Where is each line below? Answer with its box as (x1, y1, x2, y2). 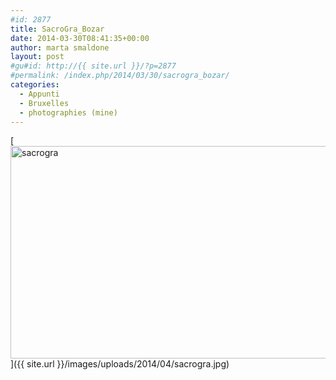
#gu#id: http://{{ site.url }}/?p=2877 (10, 61, 177, 71)
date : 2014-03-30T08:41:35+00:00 (10, 33, 150, 43)
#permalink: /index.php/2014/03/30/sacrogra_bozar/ (10, 71, 230, 81)
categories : (10, 80, 60, 90)
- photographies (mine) (19, 107, 118, 118)
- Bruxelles (19, 98, 70, 108)
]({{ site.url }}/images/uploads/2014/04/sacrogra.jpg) (10, 358, 230, 370)
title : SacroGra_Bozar (10, 24, 105, 34)
